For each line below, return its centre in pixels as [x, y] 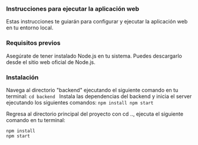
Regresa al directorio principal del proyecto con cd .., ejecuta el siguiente [95, 114]
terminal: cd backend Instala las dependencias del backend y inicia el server [99, 96]
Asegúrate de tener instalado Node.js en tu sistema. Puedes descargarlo [94, 56]
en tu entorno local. [30, 28]
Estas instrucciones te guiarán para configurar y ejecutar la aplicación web [97, 22]
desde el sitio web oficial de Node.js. [51, 62]
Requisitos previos [33, 43]
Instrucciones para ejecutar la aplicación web [73, 9]
